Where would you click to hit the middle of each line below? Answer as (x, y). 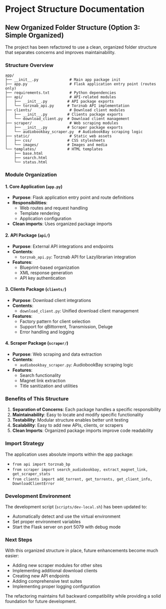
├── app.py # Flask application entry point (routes (81, 84)
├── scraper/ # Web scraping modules (62, 123)
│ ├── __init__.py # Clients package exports (64, 115)
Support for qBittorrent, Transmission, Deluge (66, 326)
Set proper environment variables (46, 521)
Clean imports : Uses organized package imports (62, 224)
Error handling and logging (47, 332)
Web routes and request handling (54, 208)
